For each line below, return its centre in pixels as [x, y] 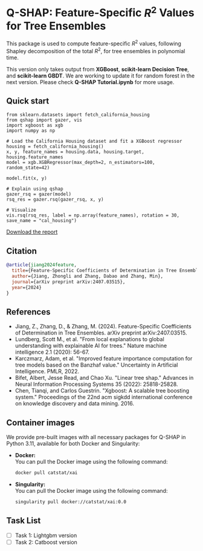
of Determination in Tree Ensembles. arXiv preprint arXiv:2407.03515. [101, 333]
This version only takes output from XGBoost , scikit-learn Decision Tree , [98, 69]
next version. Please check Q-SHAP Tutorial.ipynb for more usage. [90, 82]
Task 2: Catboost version [46, 542]
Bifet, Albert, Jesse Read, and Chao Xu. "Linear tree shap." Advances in [104, 378]
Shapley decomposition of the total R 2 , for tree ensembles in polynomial [96, 50]
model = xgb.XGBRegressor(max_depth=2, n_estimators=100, [81, 163]
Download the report [32, 232]
